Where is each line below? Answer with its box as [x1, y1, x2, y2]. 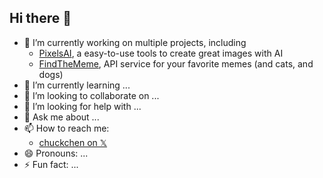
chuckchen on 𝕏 [38, 136, 108, 148]
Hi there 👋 [9, 10, 72, 27]
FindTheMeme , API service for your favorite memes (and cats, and [38, 57, 314, 70]
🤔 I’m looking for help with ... [23, 100, 142, 112]
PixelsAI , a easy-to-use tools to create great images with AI [38, 47, 284, 59]
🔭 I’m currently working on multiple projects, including [23, 36, 247, 48]
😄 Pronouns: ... [23, 147, 89, 159]
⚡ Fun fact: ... [23, 158, 79, 170]
